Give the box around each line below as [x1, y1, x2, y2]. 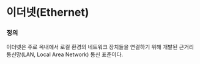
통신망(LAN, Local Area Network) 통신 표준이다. [6, 51, 124, 58]
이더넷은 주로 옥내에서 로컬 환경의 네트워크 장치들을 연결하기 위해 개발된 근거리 [6, 43, 194, 51]
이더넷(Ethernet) [6, 5, 89, 19]
